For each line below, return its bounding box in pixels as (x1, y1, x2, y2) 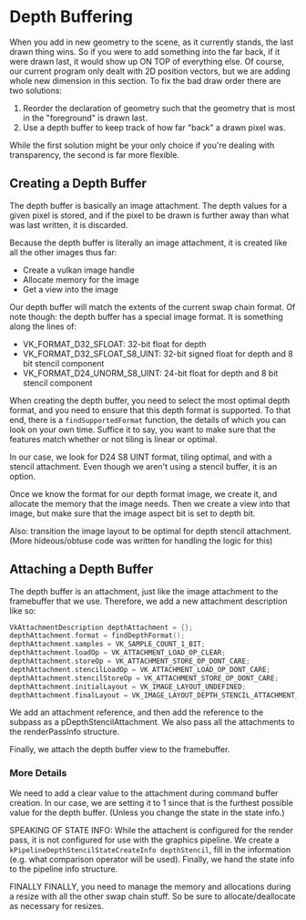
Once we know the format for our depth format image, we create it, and (9, 488, 278, 499)
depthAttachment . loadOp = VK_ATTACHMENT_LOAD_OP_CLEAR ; (9, 648, 226, 657)
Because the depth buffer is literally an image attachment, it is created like (9, 237, 288, 248)
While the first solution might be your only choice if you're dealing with (9, 140, 275, 150)
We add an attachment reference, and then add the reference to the (9, 707, 264, 718)
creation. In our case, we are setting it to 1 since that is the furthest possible (9, 797, 293, 808)
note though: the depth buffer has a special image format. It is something (9, 311, 284, 322)
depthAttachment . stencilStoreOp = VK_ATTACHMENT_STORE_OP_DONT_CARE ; (9, 673, 280, 683)
